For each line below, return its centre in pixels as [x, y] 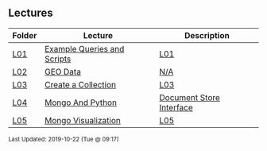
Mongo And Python [81, 103]
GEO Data [63, 72]
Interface [176, 107]
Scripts [58, 59]
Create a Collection [81, 84]
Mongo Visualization [83, 120]
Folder [25, 35]
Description [207, 35]
